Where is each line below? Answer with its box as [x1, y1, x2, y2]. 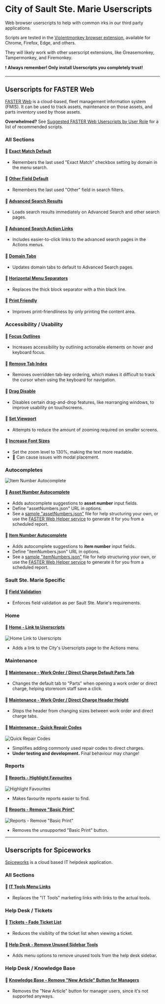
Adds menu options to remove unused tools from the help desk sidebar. [12, 953, 158, 959]
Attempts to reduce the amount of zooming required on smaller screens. [12, 426, 159, 432]
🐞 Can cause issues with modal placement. [12, 454, 100, 460]
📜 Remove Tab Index [5, 360, 48, 366]
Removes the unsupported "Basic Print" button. [12, 827, 109, 833]
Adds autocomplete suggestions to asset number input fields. [12, 500, 138, 506]
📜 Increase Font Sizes [5, 438, 50, 444]
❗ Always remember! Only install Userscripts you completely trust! [5, 64, 143, 70]
